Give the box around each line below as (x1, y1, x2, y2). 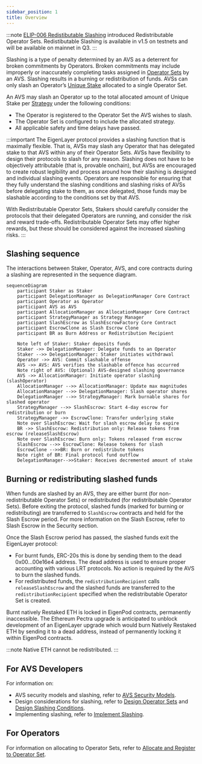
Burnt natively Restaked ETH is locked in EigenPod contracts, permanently (6, 609, 191, 616)
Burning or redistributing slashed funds (6, 474, 158, 484)
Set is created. (14, 597, 51, 604)
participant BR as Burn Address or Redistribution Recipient (17, 330, 174, 336)
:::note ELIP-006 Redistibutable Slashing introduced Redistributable (6, 31, 174, 38)
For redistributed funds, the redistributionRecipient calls (14, 578, 160, 585)
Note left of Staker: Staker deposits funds (17, 341, 131, 347)
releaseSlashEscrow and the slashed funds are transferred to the (14, 584, 175, 592)
